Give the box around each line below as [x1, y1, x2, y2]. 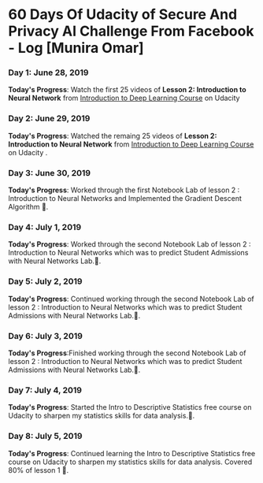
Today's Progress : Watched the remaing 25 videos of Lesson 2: [8, 131, 217, 140]
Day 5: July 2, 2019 [8, 276, 83, 287]
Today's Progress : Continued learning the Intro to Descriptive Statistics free [8, 448, 256, 458]
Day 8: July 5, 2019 [8, 431, 83, 442]
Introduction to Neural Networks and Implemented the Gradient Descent [8, 194, 243, 203]
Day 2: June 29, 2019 [8, 113, 91, 124]
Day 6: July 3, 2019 [8, 330, 83, 341]
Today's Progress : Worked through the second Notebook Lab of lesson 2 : [8, 240, 251, 249]
